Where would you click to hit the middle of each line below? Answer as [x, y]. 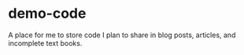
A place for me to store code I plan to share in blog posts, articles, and [122, 35]
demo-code [47, 14]
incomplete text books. [45, 43]
